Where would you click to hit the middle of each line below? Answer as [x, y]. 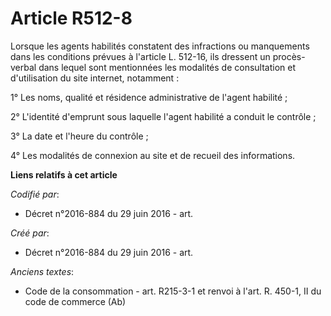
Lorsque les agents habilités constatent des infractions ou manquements [160, 46]
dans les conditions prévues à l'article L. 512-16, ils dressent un [140, 56]
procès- [289, 56]
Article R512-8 [71, 18]
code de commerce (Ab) [75, 301]
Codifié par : [35, 194]
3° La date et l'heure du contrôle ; [79, 136]
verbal [23, 67]
